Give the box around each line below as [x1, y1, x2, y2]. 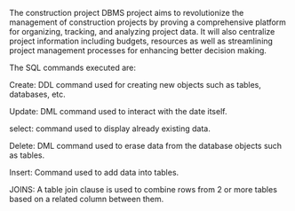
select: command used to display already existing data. [9, 123, 211, 134]
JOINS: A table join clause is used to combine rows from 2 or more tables [9, 184, 278, 194]
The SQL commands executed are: [9, 62, 136, 73]
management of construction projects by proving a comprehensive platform [9, 17, 287, 27]
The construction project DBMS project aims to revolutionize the [9, 8, 244, 18]
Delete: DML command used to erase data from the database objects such [9, 141, 283, 151]
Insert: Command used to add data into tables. [9, 168, 179, 177]
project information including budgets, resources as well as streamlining [9, 35, 274, 46]
